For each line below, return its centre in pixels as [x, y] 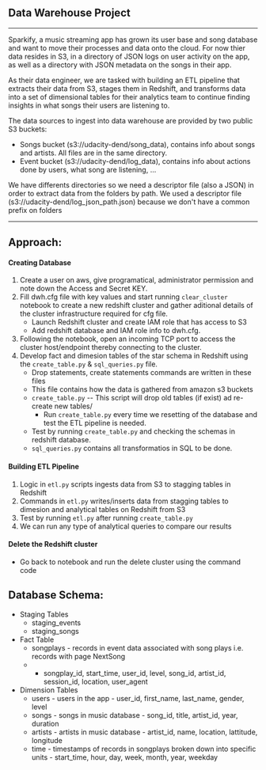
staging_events [56, 622]
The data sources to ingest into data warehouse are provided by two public [131, 120]
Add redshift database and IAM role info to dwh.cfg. [116, 331]
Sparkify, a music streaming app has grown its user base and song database [133, 40]
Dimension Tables [49, 690]
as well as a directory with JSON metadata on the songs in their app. [120, 64]
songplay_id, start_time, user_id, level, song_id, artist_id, [135, 673]
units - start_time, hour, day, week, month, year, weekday [125, 757]
